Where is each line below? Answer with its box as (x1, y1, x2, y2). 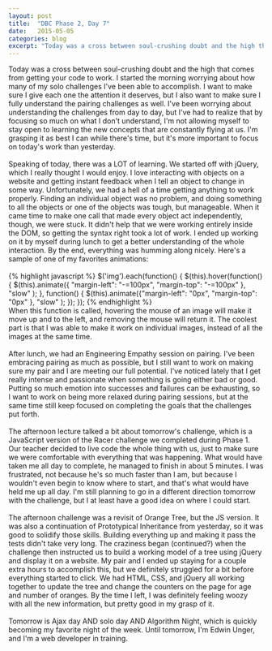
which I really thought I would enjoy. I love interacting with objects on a (8, 168, 244, 178)
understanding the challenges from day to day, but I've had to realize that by (8, 107, 263, 118)
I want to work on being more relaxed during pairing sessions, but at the (8, 392, 249, 402)
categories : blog (8, 34, 67, 43)
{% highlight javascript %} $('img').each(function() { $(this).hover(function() (8, 271, 263, 281)
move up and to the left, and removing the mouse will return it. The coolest (8, 314, 257, 325)
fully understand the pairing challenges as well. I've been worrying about (8, 99, 252, 109)
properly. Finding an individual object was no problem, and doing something (8, 194, 262, 204)
